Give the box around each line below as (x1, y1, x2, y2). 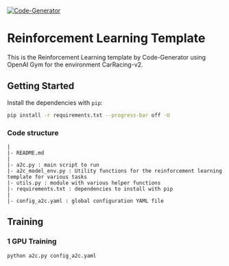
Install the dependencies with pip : (7, 98, 103, 106)
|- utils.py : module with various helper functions (7, 179, 161, 186)
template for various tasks (7, 173, 88, 180)
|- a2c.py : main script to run (7, 161, 99, 168)
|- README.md (7, 149, 45, 156)
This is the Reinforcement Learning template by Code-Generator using (7, 53, 206, 61)
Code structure (7, 128, 59, 137)
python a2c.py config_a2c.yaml (7, 252, 97, 259)
